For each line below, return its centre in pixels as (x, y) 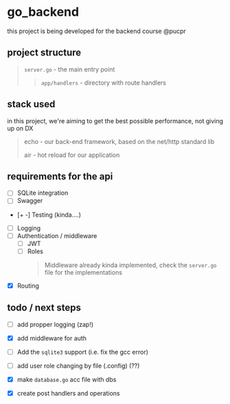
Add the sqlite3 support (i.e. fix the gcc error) (83, 352)
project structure (44, 53)
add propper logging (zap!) (55, 324)
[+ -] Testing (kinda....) (49, 215)
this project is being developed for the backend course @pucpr (97, 31)
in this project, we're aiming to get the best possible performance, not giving (115, 120)
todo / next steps (44, 308)
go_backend (43, 12)
